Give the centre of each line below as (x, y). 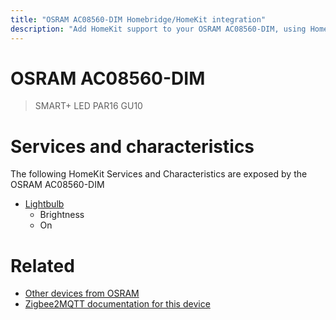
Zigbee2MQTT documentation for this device (117, 304)
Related (42, 265)
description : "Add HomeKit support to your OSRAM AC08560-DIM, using (158, 29)
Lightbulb (44, 204)
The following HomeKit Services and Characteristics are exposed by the (159, 174)
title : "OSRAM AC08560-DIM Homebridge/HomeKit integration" (138, 19)
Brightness (62, 215)
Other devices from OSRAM (82, 293)
